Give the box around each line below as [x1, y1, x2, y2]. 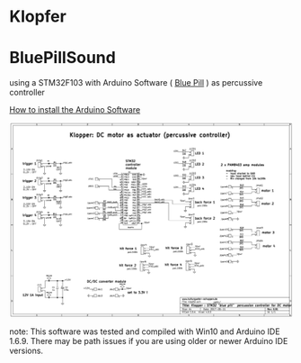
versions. [9, 345, 43, 357]
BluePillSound [9, 48, 117, 68]
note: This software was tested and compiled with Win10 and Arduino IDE [9, 326, 280, 337]
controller [9, 87, 45, 98]
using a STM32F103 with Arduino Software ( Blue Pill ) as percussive [9, 77, 263, 88]
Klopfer [9, 6, 67, 27]
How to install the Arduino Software [9, 104, 141, 115]
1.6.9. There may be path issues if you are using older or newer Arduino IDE [9, 336, 288, 347]
